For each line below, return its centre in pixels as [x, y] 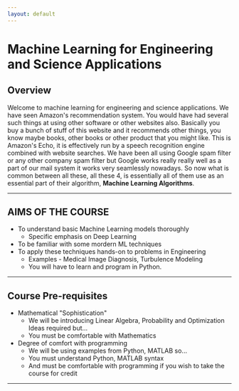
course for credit [53, 373]
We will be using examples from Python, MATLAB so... [107, 351]
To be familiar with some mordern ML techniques [90, 244]
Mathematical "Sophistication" [62, 313]
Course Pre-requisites [58, 296]
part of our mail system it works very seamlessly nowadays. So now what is [118, 168]
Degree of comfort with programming [73, 343]
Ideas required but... [58, 328]
